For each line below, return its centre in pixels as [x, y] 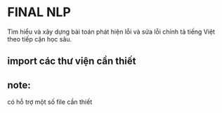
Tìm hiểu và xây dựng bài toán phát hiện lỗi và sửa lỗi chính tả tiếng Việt [111, 32]
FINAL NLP [39, 12]
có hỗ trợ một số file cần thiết [50, 102]
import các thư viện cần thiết [72, 61]
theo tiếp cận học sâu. [40, 39]
